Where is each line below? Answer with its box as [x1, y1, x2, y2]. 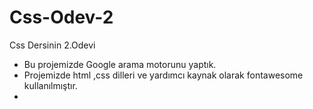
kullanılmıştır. [23, 79, 78, 91]
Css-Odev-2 [9, 6, 114, 29]
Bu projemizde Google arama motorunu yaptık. [23, 58, 217, 70]
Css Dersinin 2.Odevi [9, 39, 96, 51]
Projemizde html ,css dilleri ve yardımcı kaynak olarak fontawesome [23, 69, 304, 81]
